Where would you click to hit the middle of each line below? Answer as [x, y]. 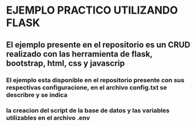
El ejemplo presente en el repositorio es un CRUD [98, 45]
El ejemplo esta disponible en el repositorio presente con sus [95, 80]
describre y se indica [37, 95]
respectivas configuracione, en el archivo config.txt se [87, 88]
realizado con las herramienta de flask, [79, 54]
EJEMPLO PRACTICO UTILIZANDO [92, 10]
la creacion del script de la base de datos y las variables [88, 111]
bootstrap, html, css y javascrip [66, 63]
